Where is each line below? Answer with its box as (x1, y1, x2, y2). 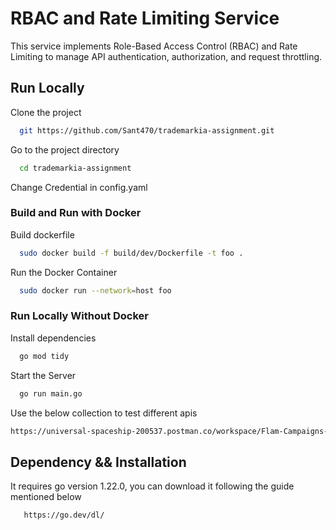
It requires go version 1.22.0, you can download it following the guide (10, 480, 295, 492)
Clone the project (10, 106, 82, 118)
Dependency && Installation (10, 453, 187, 471)
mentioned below (10, 491, 82, 503)
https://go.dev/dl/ (23, 510, 105, 521)
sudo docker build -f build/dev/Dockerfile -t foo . (19, 248, 244, 258)
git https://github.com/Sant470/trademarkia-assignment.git (19, 125, 275, 136)
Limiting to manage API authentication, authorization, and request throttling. (10, 50, 323, 62)
